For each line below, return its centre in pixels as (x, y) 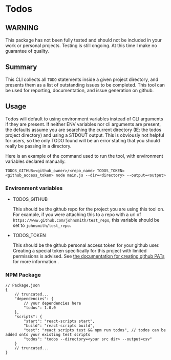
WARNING (22, 28)
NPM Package (23, 274)
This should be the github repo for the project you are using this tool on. (89, 209)
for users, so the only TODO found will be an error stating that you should (83, 140)
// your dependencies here (52, 303)
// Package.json (23, 285)
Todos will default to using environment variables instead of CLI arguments (84, 119)
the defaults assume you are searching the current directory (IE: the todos (83, 130)
